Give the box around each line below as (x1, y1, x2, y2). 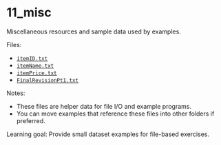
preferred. (16, 116, 45, 124)
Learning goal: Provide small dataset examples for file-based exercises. (6, 130, 210, 138)
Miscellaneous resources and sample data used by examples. (6, 27, 182, 36)
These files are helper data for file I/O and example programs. (16, 102, 192, 110)
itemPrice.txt (16, 70, 57, 77)
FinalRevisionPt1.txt (16, 77, 78, 83)
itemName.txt (16, 62, 54, 69)
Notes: (6, 89, 25, 97)
